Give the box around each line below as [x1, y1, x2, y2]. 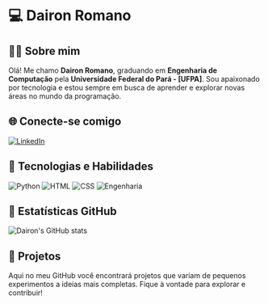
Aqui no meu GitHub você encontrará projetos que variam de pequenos [8, 271, 246, 281]
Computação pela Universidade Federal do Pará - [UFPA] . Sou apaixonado [8, 74, 260, 83]
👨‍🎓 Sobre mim [8, 44, 81, 57]
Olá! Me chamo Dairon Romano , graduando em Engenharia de [8, 65, 218, 75]
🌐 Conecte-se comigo [8, 115, 122, 129]
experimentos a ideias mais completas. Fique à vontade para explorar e [8, 280, 246, 289]
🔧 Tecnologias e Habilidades [8, 159, 154, 174]
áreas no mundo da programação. [8, 91, 122, 101]
